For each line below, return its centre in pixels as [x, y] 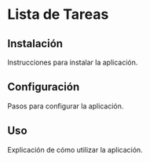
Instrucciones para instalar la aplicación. [73, 62]
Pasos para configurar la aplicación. [66, 106]
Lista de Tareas [58, 15]
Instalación [35, 44]
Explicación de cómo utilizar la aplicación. [75, 149]
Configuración [44, 87]
